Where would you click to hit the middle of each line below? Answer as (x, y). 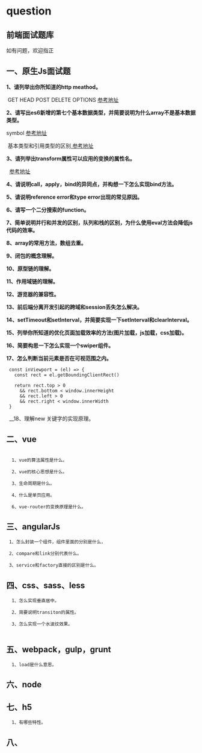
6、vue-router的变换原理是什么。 (49, 507)
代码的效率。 (22, 230)
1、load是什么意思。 (34, 665)
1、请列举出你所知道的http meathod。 (54, 87)
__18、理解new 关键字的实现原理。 (51, 418)
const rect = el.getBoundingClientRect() (67, 375)
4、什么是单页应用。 (33, 495)
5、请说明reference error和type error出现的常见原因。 (75, 197)
